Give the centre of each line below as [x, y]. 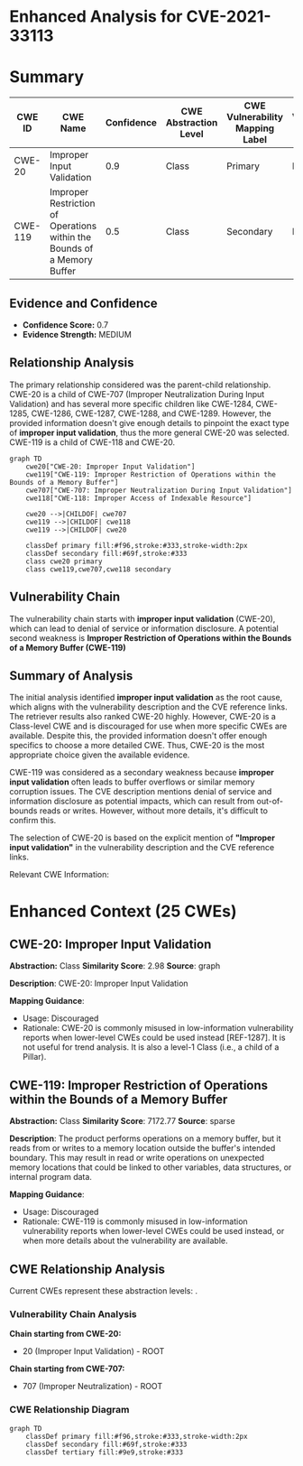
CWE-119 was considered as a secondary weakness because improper [142, 773]
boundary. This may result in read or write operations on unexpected [137, 1158]
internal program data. [51, 1177]
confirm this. [33, 821]
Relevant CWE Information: [60, 875]
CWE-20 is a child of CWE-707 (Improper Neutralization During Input [137, 394]
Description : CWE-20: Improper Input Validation [99, 984]
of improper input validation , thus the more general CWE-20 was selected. [150, 432]
